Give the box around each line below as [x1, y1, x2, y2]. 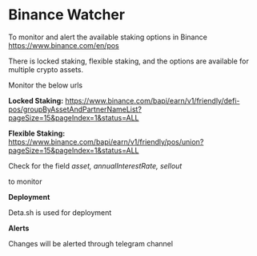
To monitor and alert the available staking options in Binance [8, 32, 208, 42]
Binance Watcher [8, 6, 126, 24]
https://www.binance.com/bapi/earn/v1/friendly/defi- [65, 95, 240, 105]
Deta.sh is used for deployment [8, 207, 112, 217]
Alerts [8, 223, 30, 233]
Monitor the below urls [8, 80, 82, 90]
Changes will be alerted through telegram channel [8, 238, 174, 248]
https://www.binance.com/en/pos [8, 40, 119, 50]
